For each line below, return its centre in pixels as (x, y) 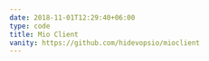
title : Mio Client (44, 34)
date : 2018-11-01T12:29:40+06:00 (72, 17)
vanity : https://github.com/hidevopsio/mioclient (105, 43)
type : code (30, 26)
